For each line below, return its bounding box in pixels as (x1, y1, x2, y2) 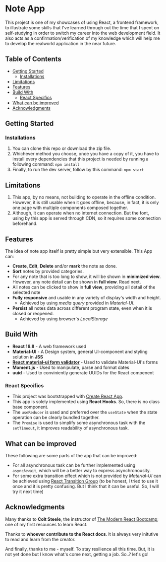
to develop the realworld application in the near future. (5, 40, 116, 46)
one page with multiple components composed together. (12, 205, 128, 211)
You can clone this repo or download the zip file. (12, 145, 111, 151)
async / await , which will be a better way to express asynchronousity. (12, 467, 151, 473)
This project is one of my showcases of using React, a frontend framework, (5, 19, 159, 25)
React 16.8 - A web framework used (12, 343, 87, 349)
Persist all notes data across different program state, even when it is (12, 305, 152, 311)
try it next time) (12, 489, 44, 494)
